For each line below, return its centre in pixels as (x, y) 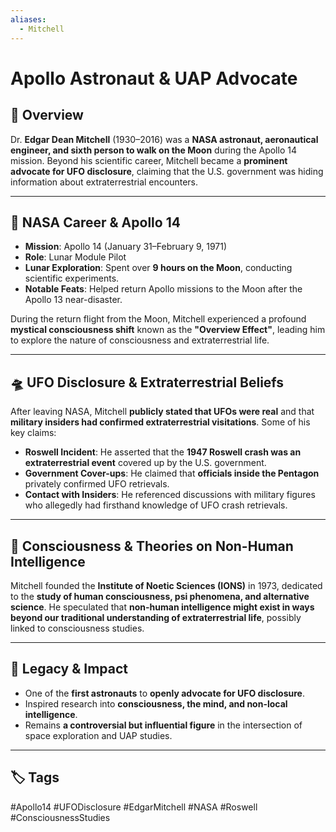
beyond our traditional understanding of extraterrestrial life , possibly (156, 617)
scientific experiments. (72, 278)
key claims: (33, 433)
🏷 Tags (35, 777)
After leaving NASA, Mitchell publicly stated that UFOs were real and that (162, 412)
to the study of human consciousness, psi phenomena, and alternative (160, 596)
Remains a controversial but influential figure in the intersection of (163, 725)
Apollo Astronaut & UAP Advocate (154, 78)
